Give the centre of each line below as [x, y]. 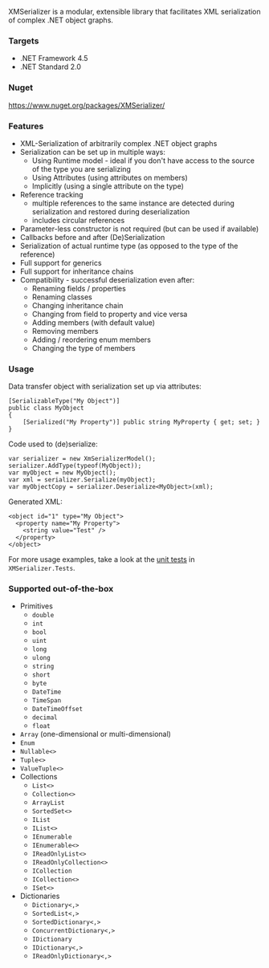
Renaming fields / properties [79, 288]
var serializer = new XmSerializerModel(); [82, 459]
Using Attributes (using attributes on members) [110, 177]
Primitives [37, 606]
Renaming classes [62, 297]
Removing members [65, 331]
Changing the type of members [84, 348]
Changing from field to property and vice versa [110, 314]
